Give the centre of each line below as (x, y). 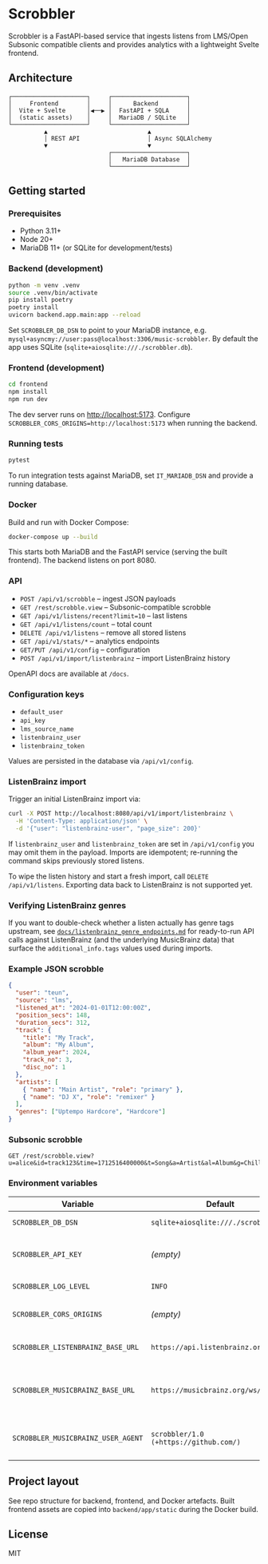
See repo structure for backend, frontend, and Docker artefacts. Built (122, 1500)
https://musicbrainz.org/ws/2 (208, 1390)
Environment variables (53, 1183)
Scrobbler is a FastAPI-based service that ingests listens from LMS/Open (128, 36)
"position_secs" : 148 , (53, 1015)
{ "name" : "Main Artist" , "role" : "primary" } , (103, 1090)
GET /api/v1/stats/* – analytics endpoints (89, 641)
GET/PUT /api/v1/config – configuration (85, 649)
